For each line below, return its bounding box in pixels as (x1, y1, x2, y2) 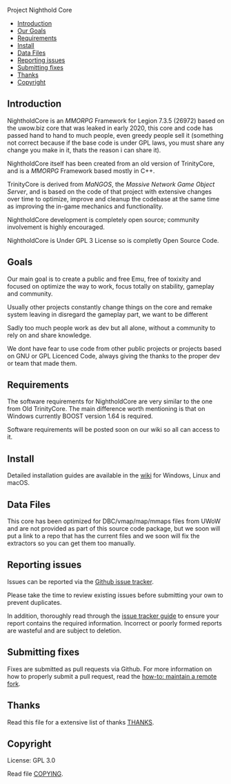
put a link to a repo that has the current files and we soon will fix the (7, 532, 200, 540)
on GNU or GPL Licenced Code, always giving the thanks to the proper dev (7, 352, 221, 360)
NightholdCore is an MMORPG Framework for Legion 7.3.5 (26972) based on (7, 116, 225, 125)
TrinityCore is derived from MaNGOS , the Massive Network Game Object (7, 180, 215, 188)
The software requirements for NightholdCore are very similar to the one (7, 397, 212, 405)
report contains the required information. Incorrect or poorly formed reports (7, 619, 222, 627)
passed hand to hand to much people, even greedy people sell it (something (7, 131, 224, 139)
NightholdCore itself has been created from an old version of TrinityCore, (7, 159, 215, 167)
